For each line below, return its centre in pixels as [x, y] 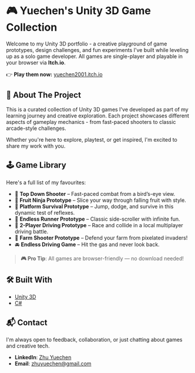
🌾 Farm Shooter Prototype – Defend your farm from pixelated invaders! [101, 238]
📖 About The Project [43, 95]
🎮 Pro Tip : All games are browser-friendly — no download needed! [102, 258]
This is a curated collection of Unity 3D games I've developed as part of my [97, 109]
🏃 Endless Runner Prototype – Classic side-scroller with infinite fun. [97, 219]
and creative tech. [28, 346]
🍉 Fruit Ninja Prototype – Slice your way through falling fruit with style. [100, 200]
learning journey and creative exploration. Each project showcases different [98, 116]
